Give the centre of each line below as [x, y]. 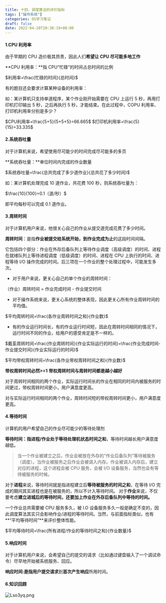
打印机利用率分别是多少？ [31, 111]
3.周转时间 [16, 216]
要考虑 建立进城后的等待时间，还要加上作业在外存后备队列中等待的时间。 [79, 497]
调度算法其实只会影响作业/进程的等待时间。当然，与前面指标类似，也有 [82, 514]
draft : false [19, 24]
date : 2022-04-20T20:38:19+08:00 [40, 28]
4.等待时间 [16, 417]
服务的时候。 [39, 474]
